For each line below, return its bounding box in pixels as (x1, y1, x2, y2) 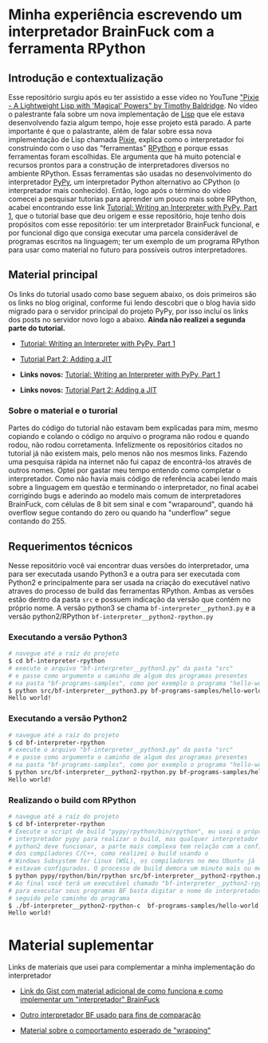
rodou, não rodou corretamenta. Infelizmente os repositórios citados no (8, 441, 243, 450)
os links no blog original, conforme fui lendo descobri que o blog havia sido (8, 298, 256, 307)
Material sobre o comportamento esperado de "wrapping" (19, 1025, 211, 1035)
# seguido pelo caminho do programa (8, 894, 130, 903)
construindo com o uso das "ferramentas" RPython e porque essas (8, 144, 229, 152)
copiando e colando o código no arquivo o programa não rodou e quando (8, 432, 250, 441)
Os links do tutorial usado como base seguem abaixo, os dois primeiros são (8, 289, 257, 298)
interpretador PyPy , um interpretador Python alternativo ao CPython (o (8, 177, 241, 187)
